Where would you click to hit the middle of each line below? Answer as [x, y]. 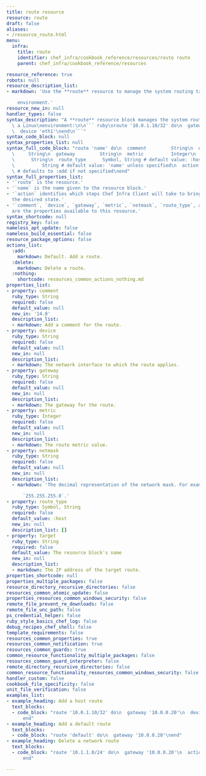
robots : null [23, 80]
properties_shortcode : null [42, 575]
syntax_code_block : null [38, 137]
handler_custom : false [35, 678]
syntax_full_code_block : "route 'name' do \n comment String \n [100, 148]
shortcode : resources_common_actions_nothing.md [81, 280]
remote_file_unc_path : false [44, 610]
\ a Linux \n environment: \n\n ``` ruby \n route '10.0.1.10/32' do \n [97, 125]
